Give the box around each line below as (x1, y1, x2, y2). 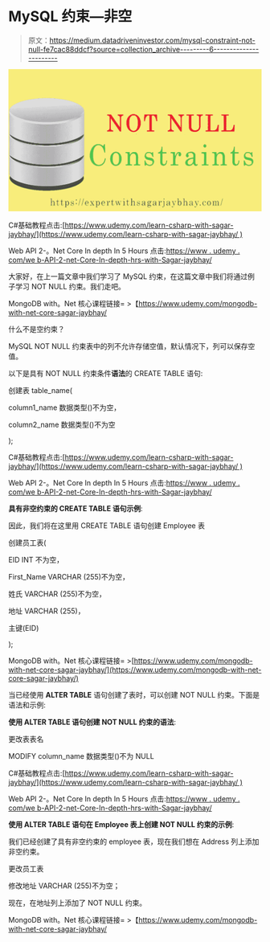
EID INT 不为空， (8, 555, 64, 564)
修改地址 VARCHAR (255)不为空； (8, 881, 121, 891)
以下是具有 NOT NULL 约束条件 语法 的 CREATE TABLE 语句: (8, 368, 203, 378)
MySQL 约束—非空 (8, 7, 133, 26)
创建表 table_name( (8, 385, 73, 395)
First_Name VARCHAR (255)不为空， (8, 571, 130, 581)
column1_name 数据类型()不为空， (8, 403, 121, 412)
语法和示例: (8, 700, 47, 710)
